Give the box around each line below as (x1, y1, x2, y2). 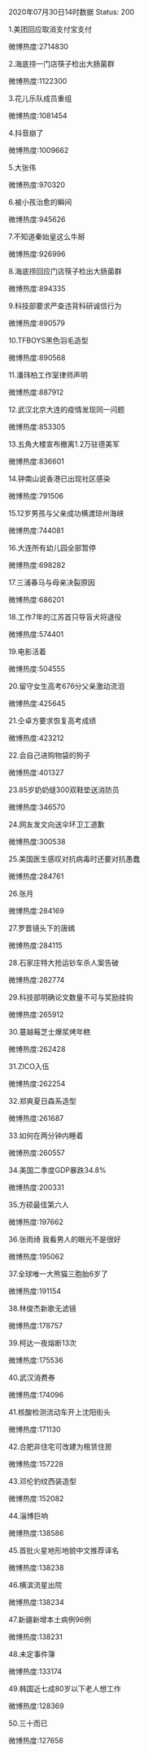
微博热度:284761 (8, 871, 64, 881)
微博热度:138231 (8, 1632, 63, 1642)
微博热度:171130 (8, 1424, 61, 1434)
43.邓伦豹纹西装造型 (8, 1476, 77, 1486)
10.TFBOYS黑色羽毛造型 (8, 336, 89, 345)
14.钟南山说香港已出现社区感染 (8, 474, 111, 483)
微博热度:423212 (8, 733, 65, 743)
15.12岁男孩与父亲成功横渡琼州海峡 (8, 508, 124, 518)
